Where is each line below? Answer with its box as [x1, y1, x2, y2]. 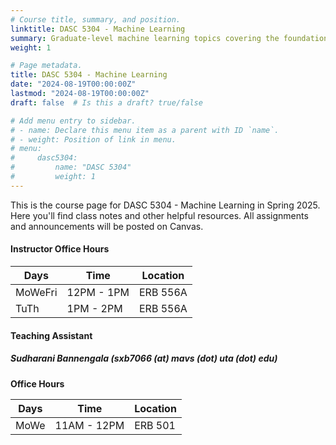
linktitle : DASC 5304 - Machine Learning [10, 24, 186, 34]
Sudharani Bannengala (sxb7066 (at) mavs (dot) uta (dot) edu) [10, 352, 278, 365]
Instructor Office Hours [10, 243, 110, 255]
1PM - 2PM [66, 301, 123, 315]
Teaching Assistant [10, 329, 93, 341]
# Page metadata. [10, 61, 83, 71]
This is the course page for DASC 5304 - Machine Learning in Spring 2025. [10, 199, 321, 211]
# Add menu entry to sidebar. [10, 116, 137, 126]
